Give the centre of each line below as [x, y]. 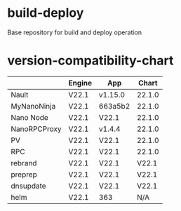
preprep [24, 175]
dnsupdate [29, 186]
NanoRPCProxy [36, 129]
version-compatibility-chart [90, 61]
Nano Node [30, 117]
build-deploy [46, 13]
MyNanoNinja [33, 106]
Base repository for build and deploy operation [75, 32]
